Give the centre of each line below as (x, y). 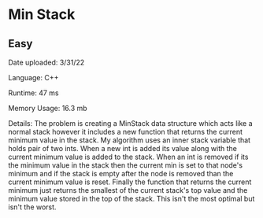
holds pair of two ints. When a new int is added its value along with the (123, 148)
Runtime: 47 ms (33, 93)
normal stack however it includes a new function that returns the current (125, 132)
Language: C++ (33, 78)
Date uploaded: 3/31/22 (46, 62)
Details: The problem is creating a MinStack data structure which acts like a (131, 123)
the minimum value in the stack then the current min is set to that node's (125, 165)
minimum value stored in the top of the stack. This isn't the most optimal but (131, 199)
